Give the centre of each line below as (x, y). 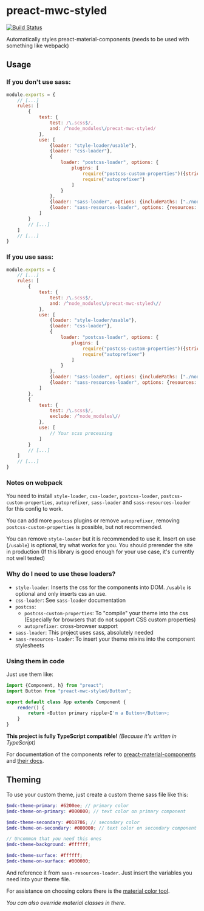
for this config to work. (35, 509)
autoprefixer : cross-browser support (71, 626)
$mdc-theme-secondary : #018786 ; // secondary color (73, 822)
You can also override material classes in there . (66, 902)
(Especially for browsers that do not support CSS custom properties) (110, 619)
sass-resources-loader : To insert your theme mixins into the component (105, 639)
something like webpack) (38, 46)
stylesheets (29, 645)
